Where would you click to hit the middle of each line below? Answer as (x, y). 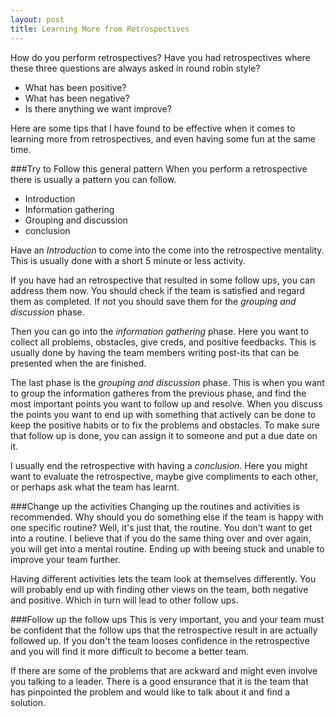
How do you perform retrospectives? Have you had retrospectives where (160, 57)
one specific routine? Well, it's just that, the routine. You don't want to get (161, 527)
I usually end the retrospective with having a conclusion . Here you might (159, 465)
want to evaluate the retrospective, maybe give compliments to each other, (164, 476)
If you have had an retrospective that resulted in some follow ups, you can (163, 280)
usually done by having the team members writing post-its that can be (155, 352)
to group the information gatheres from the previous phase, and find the (158, 393)
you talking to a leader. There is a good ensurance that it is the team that (159, 681)
